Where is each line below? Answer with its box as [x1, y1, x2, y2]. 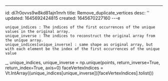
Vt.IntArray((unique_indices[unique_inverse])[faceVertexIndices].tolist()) [5, 70, 154, 76]
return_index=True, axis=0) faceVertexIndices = [5, 65, 103, 71]
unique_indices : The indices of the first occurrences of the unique [5, 25, 155, 30]
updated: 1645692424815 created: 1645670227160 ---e [5, 15, 120, 21]
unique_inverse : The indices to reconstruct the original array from [5, 33, 155, 38]
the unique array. [5, 38, 43, 43]
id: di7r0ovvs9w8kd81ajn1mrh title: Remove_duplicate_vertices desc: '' [5, 10, 150, 15]
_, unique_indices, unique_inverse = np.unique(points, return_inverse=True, [5, 60, 160, 65]
